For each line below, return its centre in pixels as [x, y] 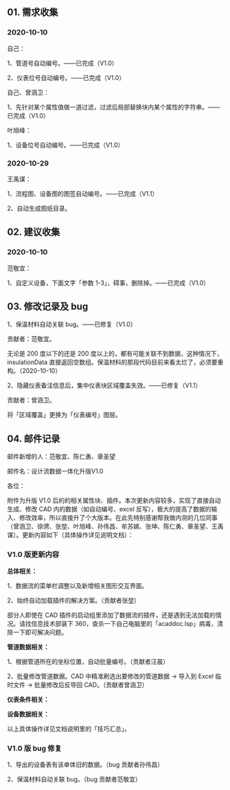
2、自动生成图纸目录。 [39, 208]
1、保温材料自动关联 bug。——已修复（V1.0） [72, 324]
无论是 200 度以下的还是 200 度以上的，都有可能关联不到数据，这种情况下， [115, 354]
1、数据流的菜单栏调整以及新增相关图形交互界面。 [78, 585]
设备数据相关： [28, 714]
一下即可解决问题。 [40, 632]
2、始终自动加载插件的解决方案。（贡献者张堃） [74, 600]
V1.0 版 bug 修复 [34, 748]
